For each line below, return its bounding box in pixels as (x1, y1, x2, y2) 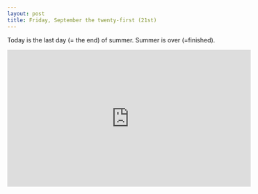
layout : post (7, 10, 45, 17)
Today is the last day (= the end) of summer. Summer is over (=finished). (7, 35, 216, 44)
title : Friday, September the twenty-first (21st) (7, 17, 157, 24)
